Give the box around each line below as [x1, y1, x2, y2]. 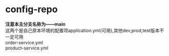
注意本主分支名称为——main [5, 21, 66, 27]
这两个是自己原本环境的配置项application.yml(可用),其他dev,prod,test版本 [5, 27, 160, 34]
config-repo [5, 4, 58, 15]
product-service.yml [5, 45, 49, 51]
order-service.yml [5, 39, 44, 45]
